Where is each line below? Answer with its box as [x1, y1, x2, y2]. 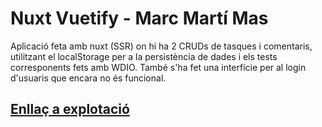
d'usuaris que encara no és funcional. [10, 72, 167, 84]
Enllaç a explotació [10, 101, 130, 118]
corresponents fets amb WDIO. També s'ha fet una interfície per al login [10, 61, 307, 73]
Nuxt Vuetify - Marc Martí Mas [10, 7, 269, 30]
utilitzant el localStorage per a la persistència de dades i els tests [10, 50, 278, 62]
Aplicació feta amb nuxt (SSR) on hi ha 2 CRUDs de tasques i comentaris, [10, 40, 313, 52]
